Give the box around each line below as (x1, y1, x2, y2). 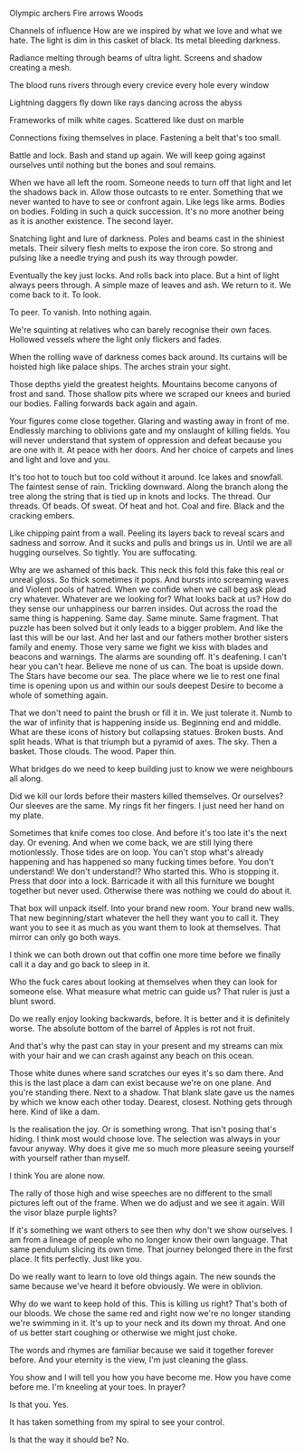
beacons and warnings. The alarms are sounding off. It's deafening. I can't (9, 652, 288, 662)
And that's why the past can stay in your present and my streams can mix (9, 1041, 283, 1051)
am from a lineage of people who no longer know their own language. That (9, 1235, 288, 1245)
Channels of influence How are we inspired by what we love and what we (9, 25, 283, 35)
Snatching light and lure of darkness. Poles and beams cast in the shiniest (9, 233, 285, 244)
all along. (9, 773, 43, 783)
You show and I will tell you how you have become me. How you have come (9, 1372, 291, 1382)
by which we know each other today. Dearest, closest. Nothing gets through (9, 1097, 293, 1107)
